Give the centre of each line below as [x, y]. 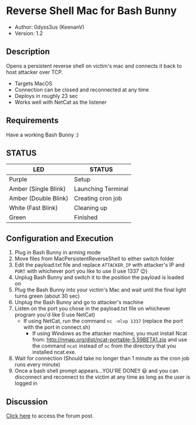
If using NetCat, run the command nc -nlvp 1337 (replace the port [103, 321]
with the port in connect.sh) [57, 327]
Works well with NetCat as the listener [61, 102]
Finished [86, 217]
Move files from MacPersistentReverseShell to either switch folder [94, 259]
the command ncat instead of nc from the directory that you [104, 346]
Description [28, 52]
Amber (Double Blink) [39, 199]
